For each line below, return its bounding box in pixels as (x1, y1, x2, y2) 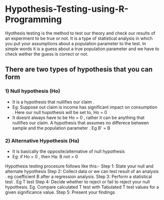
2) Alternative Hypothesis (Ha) (5, 137, 80, 144)
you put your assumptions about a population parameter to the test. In (5, 40, 146, 46)
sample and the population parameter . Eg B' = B (12, 125, 111, 131)
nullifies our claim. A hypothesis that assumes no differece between (12, 119, 149, 126)
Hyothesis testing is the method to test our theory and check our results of (5, 30, 156, 36)
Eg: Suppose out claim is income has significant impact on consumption (12, 104, 158, 110)
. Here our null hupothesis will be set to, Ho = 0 (12, 109, 108, 115)
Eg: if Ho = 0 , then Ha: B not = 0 (12, 153, 78, 159)
